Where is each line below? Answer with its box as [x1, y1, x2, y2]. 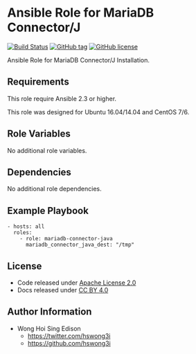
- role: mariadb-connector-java [19, 236, 113, 242]
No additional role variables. [7, 146, 87, 154]
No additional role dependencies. [7, 185, 102, 193]
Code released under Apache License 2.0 [17, 278, 136, 287]
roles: [13, 229, 33, 236]
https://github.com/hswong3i [27, 339, 111, 347]
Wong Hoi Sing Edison [17, 324, 81, 333]
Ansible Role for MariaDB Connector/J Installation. [7, 55, 150, 64]
